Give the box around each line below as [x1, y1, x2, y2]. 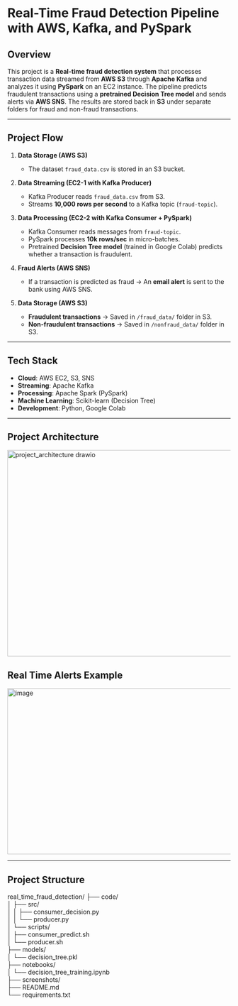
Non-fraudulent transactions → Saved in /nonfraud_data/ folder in [28, 319, 225, 328]
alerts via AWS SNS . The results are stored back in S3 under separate [7, 97, 211, 106]
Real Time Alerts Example [7, 669, 123, 681]
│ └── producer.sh [7, 938, 64, 946]
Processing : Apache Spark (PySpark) [17, 388, 128, 397]
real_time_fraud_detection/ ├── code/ [7, 892, 119, 901]
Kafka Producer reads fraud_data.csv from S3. [28, 192, 165, 200]
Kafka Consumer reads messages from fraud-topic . [28, 227, 181, 236]
